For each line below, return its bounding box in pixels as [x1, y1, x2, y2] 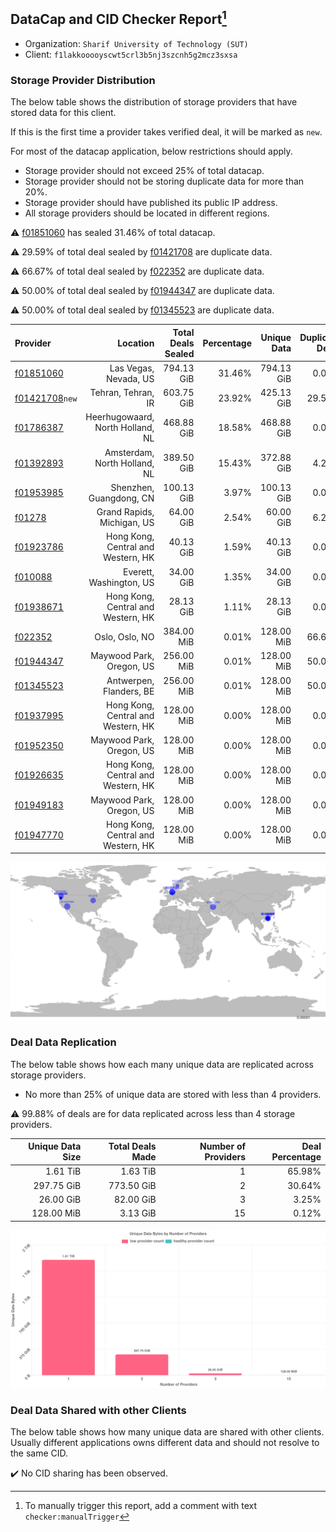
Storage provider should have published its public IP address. [24, 197, 278, 209]
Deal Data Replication [10, 1035, 117, 1049]
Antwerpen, [106, 674, 155, 686]
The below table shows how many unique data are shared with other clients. [10, 1425, 325, 1438]
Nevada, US [105, 372, 155, 384]
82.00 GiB [113, 1193, 157, 1205]
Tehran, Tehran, [89, 387, 155, 399]
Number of [199, 1140, 247, 1153]
